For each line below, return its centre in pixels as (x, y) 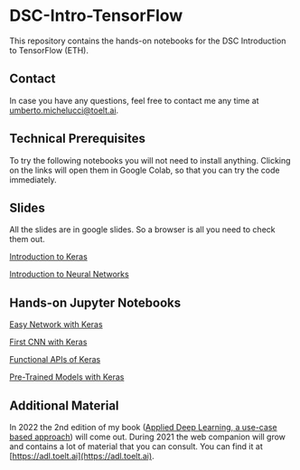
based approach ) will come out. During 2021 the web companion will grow (148, 437)
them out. (27, 240)
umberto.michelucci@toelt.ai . (64, 110)
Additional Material (64, 405)
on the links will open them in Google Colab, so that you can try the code (145, 170)
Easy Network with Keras (56, 324)
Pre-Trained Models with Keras (67, 377)
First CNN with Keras (48, 342)
